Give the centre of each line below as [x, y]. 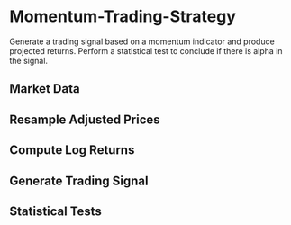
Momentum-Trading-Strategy [123, 17]
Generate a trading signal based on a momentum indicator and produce [142, 41]
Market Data [45, 89]
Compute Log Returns [72, 150]
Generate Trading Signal [79, 180]
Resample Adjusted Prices [85, 119]
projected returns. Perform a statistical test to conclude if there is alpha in [146, 50]
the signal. [28, 60]
